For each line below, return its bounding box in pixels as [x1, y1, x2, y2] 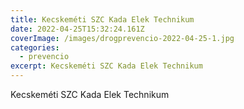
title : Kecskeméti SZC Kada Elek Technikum [10, 14, 195, 25]
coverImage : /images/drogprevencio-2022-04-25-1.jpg [10, 33, 235, 43]
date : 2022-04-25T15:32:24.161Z [10, 24, 145, 34]
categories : [10, 42, 60, 53]
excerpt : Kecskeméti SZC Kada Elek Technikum [10, 61, 203, 71]
